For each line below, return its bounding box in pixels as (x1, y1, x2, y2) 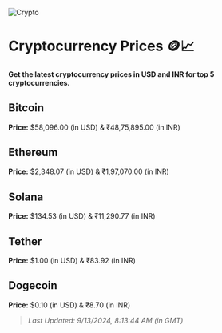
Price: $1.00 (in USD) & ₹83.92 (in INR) (8, 256, 136, 266)
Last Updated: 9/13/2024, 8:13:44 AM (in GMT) (27, 315, 184, 325)
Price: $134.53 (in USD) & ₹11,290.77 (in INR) (8, 211, 156, 221)
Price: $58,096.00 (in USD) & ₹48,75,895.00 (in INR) (8, 122, 181, 132)
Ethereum (8, 145, 58, 159)
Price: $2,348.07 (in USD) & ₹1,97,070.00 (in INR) (8, 166, 169, 176)
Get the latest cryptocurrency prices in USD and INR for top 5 (8, 69, 215, 79)
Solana (8, 190, 44, 203)
